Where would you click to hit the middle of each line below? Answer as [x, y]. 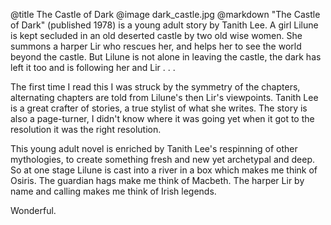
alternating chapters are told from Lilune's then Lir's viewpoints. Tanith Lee [164, 97]
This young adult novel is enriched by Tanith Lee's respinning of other [154, 148]
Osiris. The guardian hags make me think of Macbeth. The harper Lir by [157, 180]
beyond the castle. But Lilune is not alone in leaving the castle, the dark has [166, 57]
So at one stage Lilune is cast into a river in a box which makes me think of [164, 170]
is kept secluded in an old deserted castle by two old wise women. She [156, 35]
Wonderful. [33, 210]
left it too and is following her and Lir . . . [93, 67]
